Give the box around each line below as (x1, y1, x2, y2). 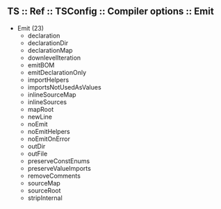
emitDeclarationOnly (27, 68, 87, 76)
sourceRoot (27, 186, 61, 194)
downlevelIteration (27, 53, 81, 62)
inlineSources (27, 97, 67, 106)
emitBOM (27, 60, 55, 69)
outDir (27, 142, 46, 150)
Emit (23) (17, 24, 44, 32)
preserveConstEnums (27, 156, 90, 165)
